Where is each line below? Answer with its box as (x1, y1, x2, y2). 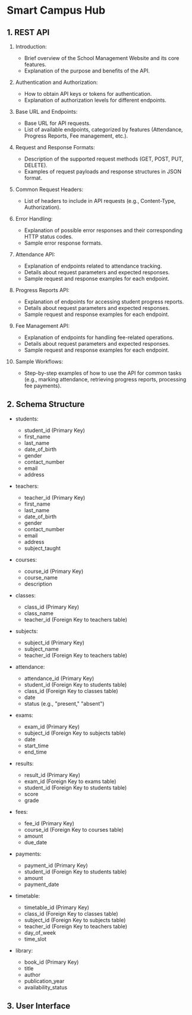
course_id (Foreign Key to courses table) (24, 826, 124, 833)
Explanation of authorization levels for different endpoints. (24, 96, 167, 104)
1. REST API (7, 27, 50, 37)
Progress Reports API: (15, 287, 70, 293)
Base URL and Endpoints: (15, 108, 78, 115)
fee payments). (24, 382, 62, 389)
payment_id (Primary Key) (24, 862, 88, 869)
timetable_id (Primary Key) (24, 904, 90, 911)
